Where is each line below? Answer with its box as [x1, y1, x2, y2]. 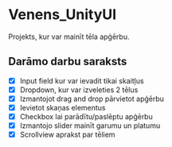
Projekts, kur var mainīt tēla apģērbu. [8, 32, 130, 41]
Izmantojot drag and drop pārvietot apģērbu [19, 94, 165, 103]
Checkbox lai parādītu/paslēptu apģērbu [19, 112, 153, 121]
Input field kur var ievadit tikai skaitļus [19, 75, 145, 85]
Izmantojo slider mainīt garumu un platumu [19, 121, 161, 130]
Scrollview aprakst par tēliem [19, 130, 115, 140]
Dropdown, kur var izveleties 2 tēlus [19, 85, 139, 95]
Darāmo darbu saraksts [8, 55, 127, 68]
